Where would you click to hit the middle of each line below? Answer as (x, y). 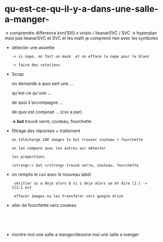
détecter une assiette (33, 47)
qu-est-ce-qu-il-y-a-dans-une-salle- (81, 9)
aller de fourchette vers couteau (44, 205)
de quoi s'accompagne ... (37, 102)
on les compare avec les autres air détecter (59, 148)
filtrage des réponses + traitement (46, 131)
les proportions (28, 157)
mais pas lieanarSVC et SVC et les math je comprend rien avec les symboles (81, 38)
